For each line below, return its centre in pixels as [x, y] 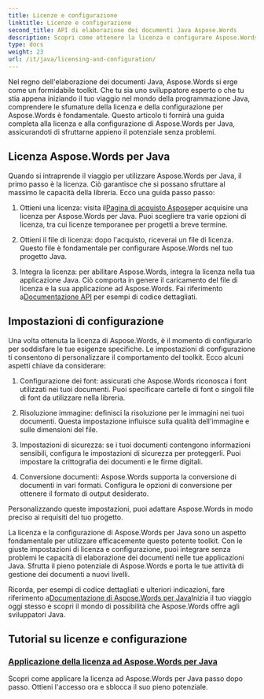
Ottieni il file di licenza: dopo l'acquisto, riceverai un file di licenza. [126, 239]
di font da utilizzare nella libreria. [72, 398]
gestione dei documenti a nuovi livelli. [69, 574]
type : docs [26, 45]
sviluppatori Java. [37, 614]
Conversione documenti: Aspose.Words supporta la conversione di [128, 476]
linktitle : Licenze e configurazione [70, 23]
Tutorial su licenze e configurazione [98, 639]
